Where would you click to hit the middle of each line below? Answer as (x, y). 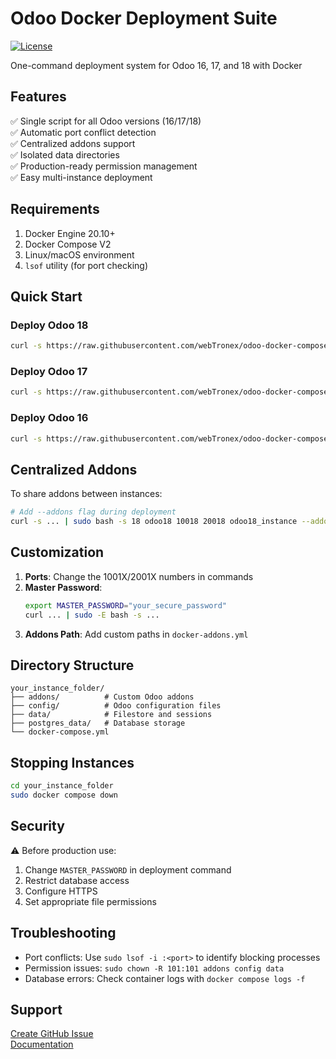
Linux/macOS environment (79, 254)
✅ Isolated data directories (65, 154)
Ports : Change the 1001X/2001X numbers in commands (139, 576)
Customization (57, 552)
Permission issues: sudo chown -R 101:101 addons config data (154, 968)
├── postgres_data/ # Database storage (98, 723)
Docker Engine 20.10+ (70, 233)
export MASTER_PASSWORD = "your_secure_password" (125, 605)
